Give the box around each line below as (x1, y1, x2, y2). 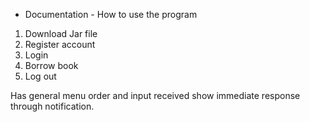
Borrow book (24, 60, 79, 71)
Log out (24, 70, 57, 82)
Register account (24, 39, 96, 50)
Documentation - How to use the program (24, 9, 198, 20)
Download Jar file (24, 28, 98, 39)
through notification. (10, 100, 95, 112)
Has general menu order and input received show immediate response (10, 90, 301, 101)
